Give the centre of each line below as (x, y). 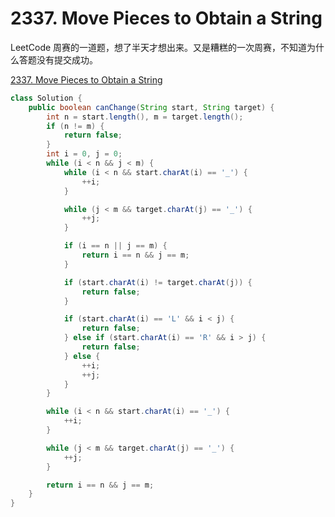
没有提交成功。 (67, 59)
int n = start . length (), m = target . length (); (145, 117)
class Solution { (46, 98)
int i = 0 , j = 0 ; (84, 154)
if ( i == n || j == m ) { (115, 246)
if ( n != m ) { (75, 126)
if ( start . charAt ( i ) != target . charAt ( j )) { (158, 282)
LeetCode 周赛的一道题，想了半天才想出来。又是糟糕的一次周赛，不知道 (159, 47)
